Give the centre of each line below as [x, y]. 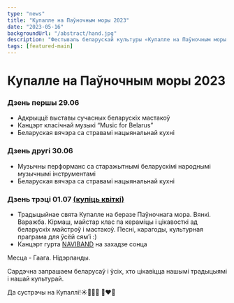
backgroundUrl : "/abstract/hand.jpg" [62, 33]
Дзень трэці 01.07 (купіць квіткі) [66, 199]
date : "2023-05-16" [36, 27]
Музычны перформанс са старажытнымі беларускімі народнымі [114, 166]
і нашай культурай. [36, 279]
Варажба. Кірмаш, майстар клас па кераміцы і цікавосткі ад [107, 222]
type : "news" [26, 14]
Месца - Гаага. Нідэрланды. [49, 258]
